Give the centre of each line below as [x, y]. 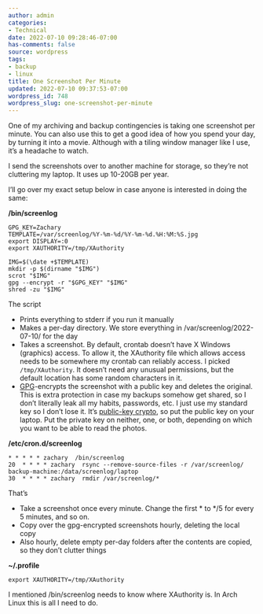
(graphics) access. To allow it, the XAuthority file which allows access [132, 353]
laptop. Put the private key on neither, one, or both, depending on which [136, 420]
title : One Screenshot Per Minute [65, 81]
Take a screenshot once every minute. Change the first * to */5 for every [137, 509]
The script [25, 305]
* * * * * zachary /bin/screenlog [66, 458]
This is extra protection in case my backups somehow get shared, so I [133, 395]
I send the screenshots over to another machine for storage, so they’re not [128, 166]
